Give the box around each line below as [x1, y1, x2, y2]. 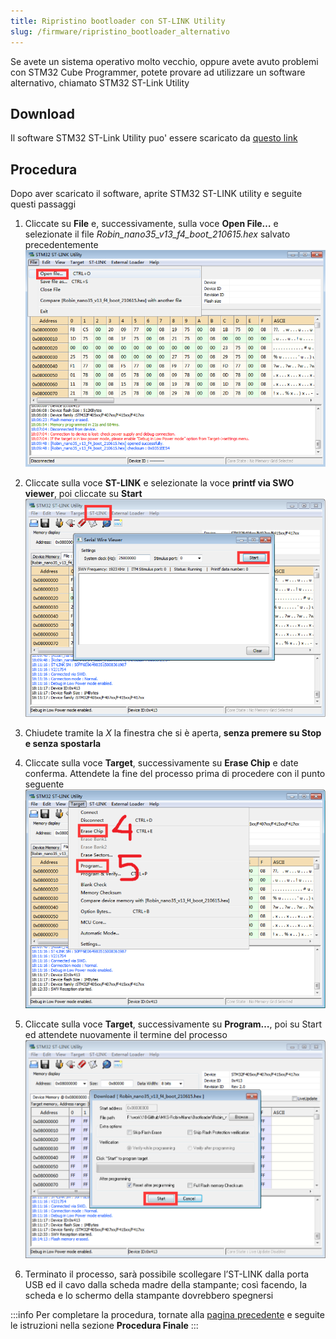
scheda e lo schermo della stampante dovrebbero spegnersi [24, 1290, 274, 1302]
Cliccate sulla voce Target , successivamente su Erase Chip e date [24, 757, 299, 769]
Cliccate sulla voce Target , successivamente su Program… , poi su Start [24, 1018, 323, 1030]
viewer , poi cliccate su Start [24, 487, 143, 499]
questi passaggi [10, 198, 77, 210]
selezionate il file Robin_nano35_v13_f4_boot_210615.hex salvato [24, 228, 291, 240]
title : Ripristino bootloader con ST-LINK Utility [10, 16, 226, 26]
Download [10, 105, 75, 122]
